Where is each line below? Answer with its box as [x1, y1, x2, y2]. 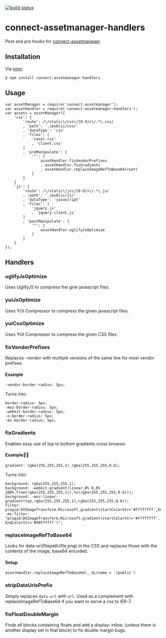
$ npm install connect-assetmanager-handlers [5, 75, 100, 80]
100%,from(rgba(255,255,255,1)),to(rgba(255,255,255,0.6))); [5, 490, 134, 495]
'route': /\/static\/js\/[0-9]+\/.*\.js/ [23, 188, 110, 193]
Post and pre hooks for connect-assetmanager [5, 38, 100, 44]
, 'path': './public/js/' [23, 193, 77, 198]
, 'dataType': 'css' [23, 128, 65, 133]
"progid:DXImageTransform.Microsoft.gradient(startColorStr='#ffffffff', [5, 516, 161, 521]
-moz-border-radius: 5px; [5, 405, 58, 410]
